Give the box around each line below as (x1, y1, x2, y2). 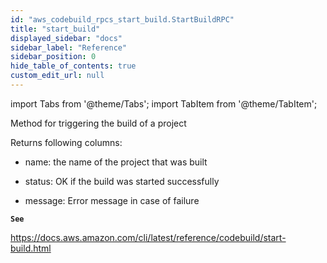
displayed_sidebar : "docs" (10, 33, 123, 43)
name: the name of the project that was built (24, 156, 208, 168)
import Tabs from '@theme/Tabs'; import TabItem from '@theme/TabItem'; (10, 97, 318, 110)
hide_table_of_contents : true (10, 61, 137, 71)
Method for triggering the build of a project (10, 117, 187, 129)
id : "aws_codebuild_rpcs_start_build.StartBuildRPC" (10, 14, 235, 25)
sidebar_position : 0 (10, 52, 97, 62)
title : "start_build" (10, 24, 101, 34)
